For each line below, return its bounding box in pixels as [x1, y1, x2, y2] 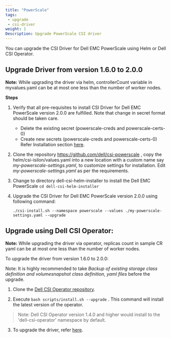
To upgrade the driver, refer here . [12, 327, 83, 333]
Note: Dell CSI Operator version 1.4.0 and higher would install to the [17, 311, 160, 318]
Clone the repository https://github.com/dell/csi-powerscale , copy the [12, 151, 162, 157]
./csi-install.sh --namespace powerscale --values [12, 208, 123, 213]
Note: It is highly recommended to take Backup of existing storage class [5, 265, 158, 272]
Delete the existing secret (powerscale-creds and [20, 125, 125, 131]
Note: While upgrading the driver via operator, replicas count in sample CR [5, 240, 163, 246]
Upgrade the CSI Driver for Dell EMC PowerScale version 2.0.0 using [12, 193, 158, 199]
